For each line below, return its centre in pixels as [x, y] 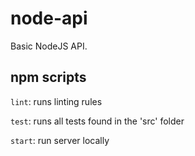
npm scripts [48, 77]
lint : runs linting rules [56, 101]
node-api [49, 18]
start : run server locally [60, 140]
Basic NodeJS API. [49, 46]
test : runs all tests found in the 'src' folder [97, 121]
